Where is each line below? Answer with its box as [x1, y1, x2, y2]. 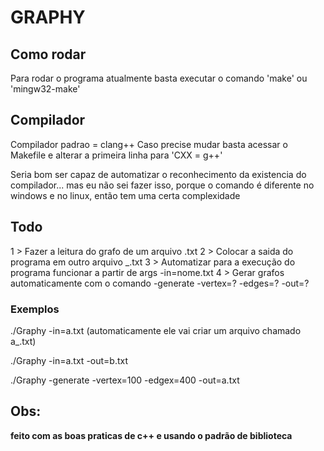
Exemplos [10, 302, 60, 316]
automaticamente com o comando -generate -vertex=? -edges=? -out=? [10, 277, 310, 289]
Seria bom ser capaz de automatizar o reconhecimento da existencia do [10, 168, 307, 180]
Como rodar [10, 46, 87, 63]
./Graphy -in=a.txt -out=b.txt [10, 354, 129, 366]
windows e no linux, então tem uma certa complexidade [10, 189, 241, 201]
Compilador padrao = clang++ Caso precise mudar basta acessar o [10, 138, 288, 150]
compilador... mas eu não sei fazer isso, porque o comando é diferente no [10, 179, 315, 191]
